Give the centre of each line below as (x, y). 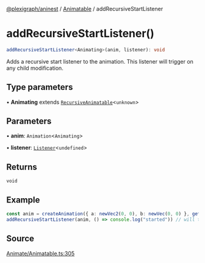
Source (20, 239)
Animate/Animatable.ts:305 (41, 253)
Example (23, 200)
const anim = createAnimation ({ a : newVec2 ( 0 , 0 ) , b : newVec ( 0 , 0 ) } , (98, 214)
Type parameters (40, 87)
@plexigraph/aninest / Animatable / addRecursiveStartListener (85, 9)
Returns (22, 167)
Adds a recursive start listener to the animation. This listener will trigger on (100, 61)
